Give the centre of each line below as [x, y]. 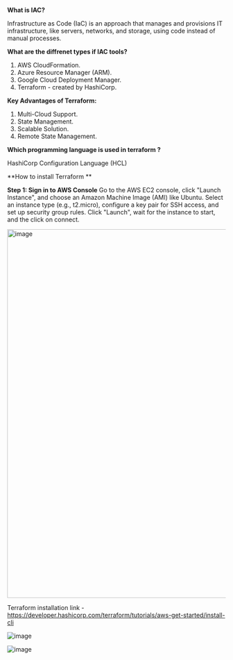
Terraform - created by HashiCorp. [67, 87]
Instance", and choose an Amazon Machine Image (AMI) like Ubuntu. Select [115, 197]
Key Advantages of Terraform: [52, 101]
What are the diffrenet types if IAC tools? [67, 52]
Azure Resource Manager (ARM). [64, 73]
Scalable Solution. [43, 129]
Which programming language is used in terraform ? [84, 150]
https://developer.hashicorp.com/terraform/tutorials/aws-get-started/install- [116, 615]
